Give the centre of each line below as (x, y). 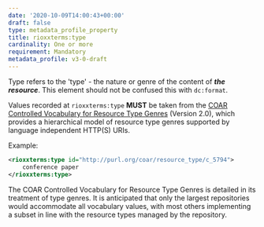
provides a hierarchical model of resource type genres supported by (119, 122)
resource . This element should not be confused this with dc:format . (118, 90)
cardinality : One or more (50, 45)
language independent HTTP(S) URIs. (69, 130)
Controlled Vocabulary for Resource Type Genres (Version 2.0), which (122, 113)
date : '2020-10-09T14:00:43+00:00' (67, 15)
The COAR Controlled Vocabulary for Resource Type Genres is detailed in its (132, 189)
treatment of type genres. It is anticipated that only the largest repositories (129, 198)
